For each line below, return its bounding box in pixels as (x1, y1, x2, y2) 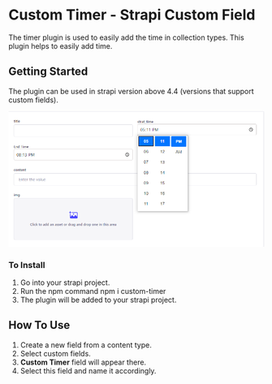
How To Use (8, 318, 71, 332)
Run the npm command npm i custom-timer (19, 286, 166, 296)
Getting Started (8, 65, 89, 79)
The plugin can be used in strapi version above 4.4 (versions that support (8, 86, 254, 96)
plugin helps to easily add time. (8, 41, 113, 50)
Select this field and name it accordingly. (19, 365, 157, 375)
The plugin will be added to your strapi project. (19, 295, 177, 304)
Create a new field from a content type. (19, 339, 152, 350)
